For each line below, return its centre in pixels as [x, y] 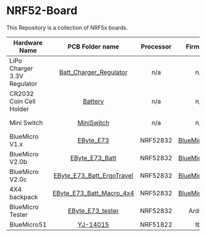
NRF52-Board [42, 11]
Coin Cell [22, 101]
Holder [19, 109]
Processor [156, 47]
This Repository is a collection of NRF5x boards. [67, 28]
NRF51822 [156, 224]
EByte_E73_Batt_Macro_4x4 [93, 193]
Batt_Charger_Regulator [93, 72]
